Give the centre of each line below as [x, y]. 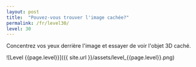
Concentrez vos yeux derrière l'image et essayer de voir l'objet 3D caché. [99, 46]
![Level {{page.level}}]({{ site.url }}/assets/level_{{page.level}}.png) [90, 57]
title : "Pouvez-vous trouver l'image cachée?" [68, 18]
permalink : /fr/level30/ [38, 23]
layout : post [23, 12]
